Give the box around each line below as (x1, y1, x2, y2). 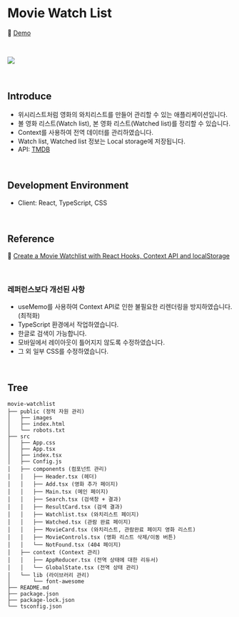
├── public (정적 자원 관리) (7, 408, 86, 415)
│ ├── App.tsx (7, 446, 56, 453)
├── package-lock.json (7, 597, 75, 604)
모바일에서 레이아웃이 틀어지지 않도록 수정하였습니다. (17, 337, 166, 347)
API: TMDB (17, 145, 51, 153)
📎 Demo (7, 29, 31, 37)
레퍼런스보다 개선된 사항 (7, 285, 86, 295)
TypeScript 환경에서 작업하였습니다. (17, 320, 119, 329)
